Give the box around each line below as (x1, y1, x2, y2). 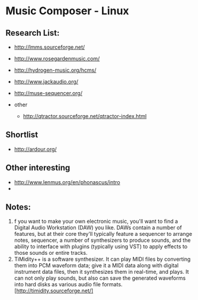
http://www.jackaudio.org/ (14, 78, 78, 85)
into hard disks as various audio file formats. (14, 281, 123, 288)
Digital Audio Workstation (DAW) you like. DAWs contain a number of (14, 224, 182, 231)
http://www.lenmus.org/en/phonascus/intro (14, 178, 120, 185)
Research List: (5, 28, 60, 38)
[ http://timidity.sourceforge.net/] (14, 287, 94, 295)
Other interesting (5, 163, 71, 173)
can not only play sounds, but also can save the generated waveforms (14, 274, 186, 282)
